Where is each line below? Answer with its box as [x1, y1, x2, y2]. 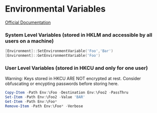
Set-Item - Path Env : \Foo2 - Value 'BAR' [5, 95, 86, 100]
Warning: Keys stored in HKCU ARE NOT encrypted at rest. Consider [5, 76, 141, 81]
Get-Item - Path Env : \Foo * [5, 99, 57, 104]
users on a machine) [5, 37, 54, 44]
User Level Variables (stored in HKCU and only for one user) [5, 65, 148, 71]
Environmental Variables [5, 3, 106, 15]
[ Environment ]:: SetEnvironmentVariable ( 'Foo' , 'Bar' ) [5, 48, 114, 54]
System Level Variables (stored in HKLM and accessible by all [5, 32, 153, 38]
